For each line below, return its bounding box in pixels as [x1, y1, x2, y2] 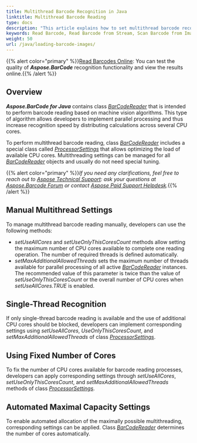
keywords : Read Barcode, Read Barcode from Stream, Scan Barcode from [6, 31, 182, 36]
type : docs [6, 19, 33, 25]
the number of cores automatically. [6, 430, 91, 437]
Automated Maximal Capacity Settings [6, 402, 151, 412]
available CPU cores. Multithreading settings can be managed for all [6, 151, 171, 159]
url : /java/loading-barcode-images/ [6, 42, 96, 48]
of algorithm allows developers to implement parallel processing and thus [6, 115, 184, 122]
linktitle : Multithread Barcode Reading [6, 14, 107, 20]
